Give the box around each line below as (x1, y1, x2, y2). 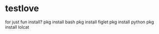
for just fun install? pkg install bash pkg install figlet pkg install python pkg (5, 19, 155, 25)
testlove (5, 3, 39, 14)
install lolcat (5, 24, 29, 30)
